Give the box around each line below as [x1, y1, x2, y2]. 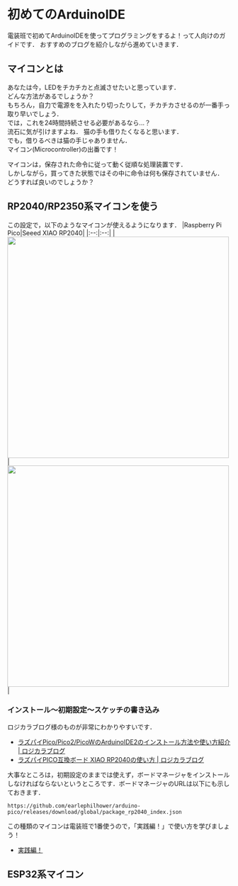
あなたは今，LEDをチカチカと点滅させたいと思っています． [7, 83, 181, 91]
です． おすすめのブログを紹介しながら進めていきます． [19, 40, 183, 48]
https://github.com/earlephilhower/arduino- [7, 802, 141, 810]
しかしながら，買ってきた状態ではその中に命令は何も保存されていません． [7, 169, 224, 177]
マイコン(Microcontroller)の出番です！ [7, 144, 119, 153]
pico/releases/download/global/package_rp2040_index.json [7, 808, 182, 815]
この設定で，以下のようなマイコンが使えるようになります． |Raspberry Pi [7, 220, 222, 229]
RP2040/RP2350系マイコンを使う [7, 200, 159, 212]
